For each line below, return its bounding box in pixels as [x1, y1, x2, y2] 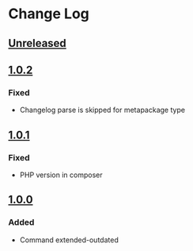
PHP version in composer [19, 170, 103, 180]
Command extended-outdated [19, 235, 119, 245]
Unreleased [8, 37, 67, 50]
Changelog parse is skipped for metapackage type [19, 105, 186, 115]
